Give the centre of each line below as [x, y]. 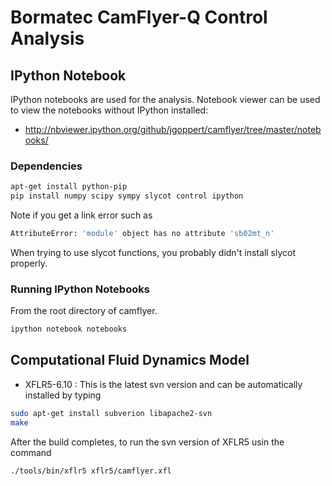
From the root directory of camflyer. [84, 311]
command [31, 452]
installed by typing [63, 395]
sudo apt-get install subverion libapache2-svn [111, 413]
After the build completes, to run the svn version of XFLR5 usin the [147, 442]
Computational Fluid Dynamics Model [130, 360]
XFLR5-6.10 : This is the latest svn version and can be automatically [163, 384]
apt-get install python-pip [69, 187]
